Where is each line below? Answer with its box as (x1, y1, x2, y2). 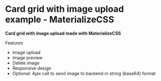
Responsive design (12, 65, 52, 71)
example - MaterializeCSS (5, 14, 114, 25)
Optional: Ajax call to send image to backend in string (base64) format (12, 70, 156, 76)
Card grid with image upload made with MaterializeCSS (5, 30, 121, 36)
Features (5, 40, 23, 45)
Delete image (12, 60, 40, 66)
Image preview (12, 54, 43, 60)
